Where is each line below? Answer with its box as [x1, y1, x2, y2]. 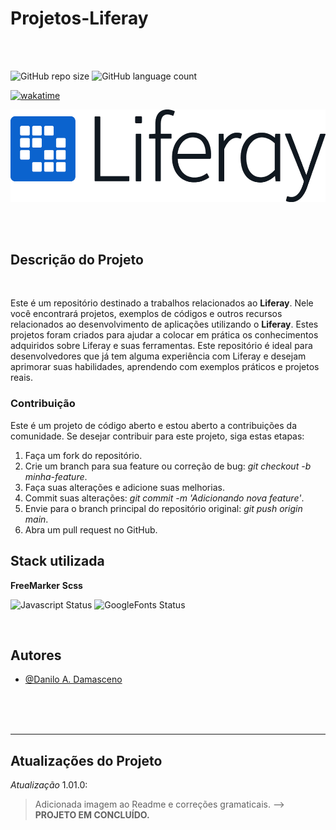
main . [24, 513, 49, 525]
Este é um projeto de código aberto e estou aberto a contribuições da [10, 419, 298, 431]
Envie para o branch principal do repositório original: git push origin [24, 502, 303, 514]
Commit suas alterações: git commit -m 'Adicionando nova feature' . [24, 492, 305, 504]
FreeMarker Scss [10, 579, 83, 591]
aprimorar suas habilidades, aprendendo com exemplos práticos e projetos [10, 361, 320, 373]
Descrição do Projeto [10, 252, 144, 268]
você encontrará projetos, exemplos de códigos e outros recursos [10, 308, 283, 320]
